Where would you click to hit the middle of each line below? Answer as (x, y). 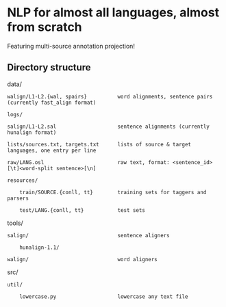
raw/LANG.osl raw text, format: (88, 162)
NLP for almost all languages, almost (113, 13)
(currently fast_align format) (52, 103)
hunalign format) (32, 132)
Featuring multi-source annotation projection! (71, 46)
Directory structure (49, 67)
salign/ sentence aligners (88, 235)
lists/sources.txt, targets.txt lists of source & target (99, 144)
